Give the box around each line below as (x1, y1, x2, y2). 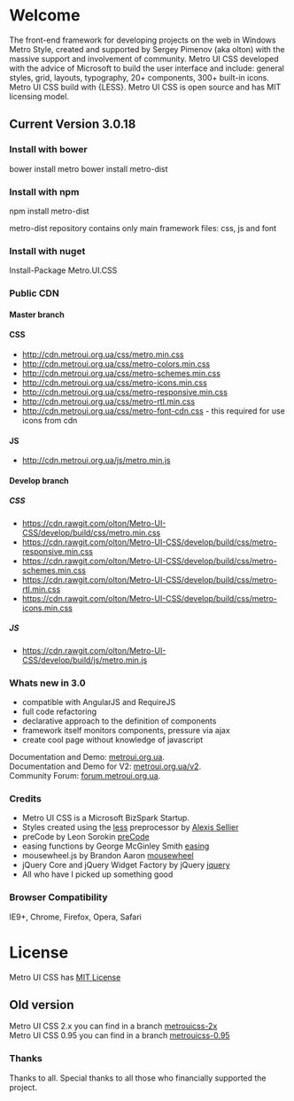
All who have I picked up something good (21, 869, 174, 880)
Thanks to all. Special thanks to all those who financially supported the (9, 1073, 267, 1083)
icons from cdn (21, 415, 78, 425)
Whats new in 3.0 (9, 677, 86, 689)
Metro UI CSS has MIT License (9, 972, 121, 982)
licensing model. (9, 90, 69, 102)
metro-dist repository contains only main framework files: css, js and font (9, 222, 277, 233)
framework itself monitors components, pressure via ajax (21, 725, 230, 735)
